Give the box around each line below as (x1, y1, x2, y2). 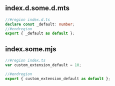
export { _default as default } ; (5, 31, 75, 36)
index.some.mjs (5, 45, 56, 53)
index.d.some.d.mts (5, 4, 70, 12)
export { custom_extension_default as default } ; (5, 76, 111, 81)
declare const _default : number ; (5, 22, 75, 27)
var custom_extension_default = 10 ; (5, 63, 81, 68)
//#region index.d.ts (5, 17, 50, 22)
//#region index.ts (5, 58, 46, 63)
